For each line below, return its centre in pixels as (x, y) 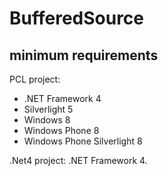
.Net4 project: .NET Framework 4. (78, 160)
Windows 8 (47, 120)
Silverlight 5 (48, 109)
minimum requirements (84, 55)
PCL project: (35, 79)
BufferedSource (77, 18)
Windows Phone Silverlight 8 (83, 141)
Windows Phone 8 (61, 130)
